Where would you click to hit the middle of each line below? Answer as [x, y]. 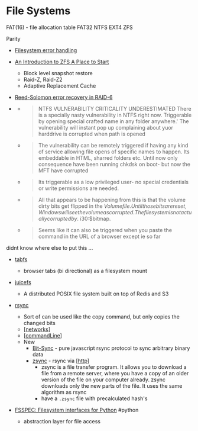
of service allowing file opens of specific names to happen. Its [114, 152]
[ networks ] [37, 329]
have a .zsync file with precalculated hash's [94, 398]
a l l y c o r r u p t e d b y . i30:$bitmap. [74, 218]
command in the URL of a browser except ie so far [99, 236]
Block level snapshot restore [58, 73]
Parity [13, 38]
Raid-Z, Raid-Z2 [43, 79]
